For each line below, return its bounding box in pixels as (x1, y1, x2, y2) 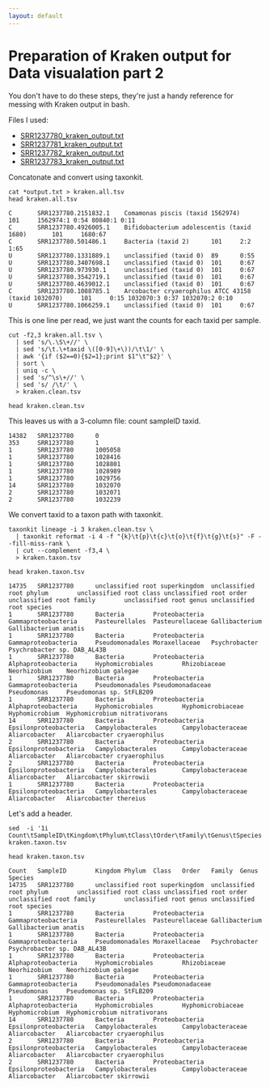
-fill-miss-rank (8, 539, 63, 547)
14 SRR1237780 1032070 (8, 481, 121, 490)
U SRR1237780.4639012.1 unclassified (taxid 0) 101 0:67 (8, 280, 255, 288)
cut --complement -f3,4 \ (23, 546, 111, 554)
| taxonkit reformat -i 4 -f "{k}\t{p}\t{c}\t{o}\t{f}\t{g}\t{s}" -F (15, 532, 255, 541)
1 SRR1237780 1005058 (8, 446, 121, 454)
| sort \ (15, 359, 45, 367)
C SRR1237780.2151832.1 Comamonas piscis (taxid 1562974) (8, 209, 241, 217)
